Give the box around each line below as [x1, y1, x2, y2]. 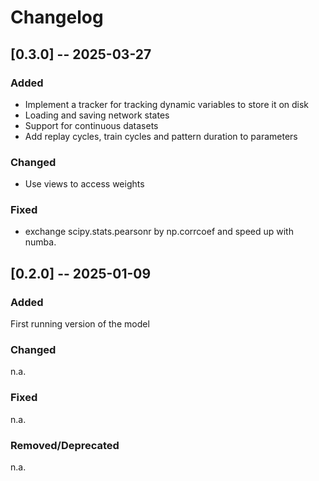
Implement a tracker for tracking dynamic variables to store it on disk [24, 98, 310, 110]
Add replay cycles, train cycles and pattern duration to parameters [24, 130, 298, 142]
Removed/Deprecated [10, 438, 120, 452]
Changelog [10, 6, 104, 29]
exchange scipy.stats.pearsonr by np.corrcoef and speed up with [24, 226, 294, 238]
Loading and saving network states [24, 109, 170, 121]
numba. [24, 236, 57, 248]
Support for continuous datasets [24, 119, 159, 131]
